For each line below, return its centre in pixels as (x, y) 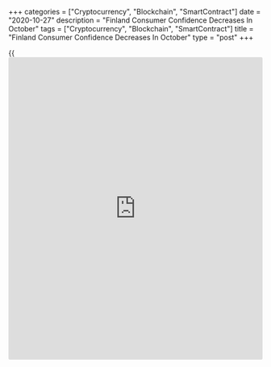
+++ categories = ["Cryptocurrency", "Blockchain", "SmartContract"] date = (135, 12)
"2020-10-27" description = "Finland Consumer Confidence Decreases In (130, 20)
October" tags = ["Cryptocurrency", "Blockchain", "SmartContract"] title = (131, 29)
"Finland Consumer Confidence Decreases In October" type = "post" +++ (131, 37)
